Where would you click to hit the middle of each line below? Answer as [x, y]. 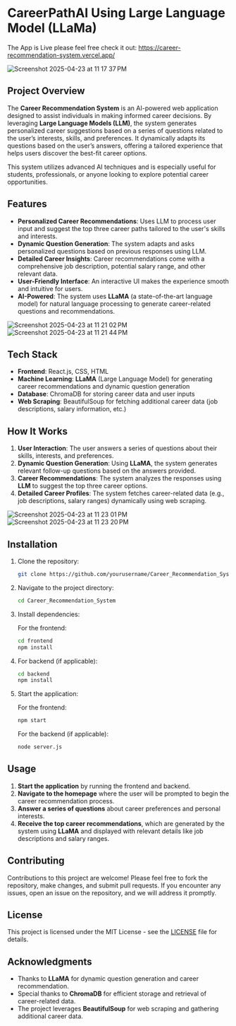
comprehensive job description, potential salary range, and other [112, 266]
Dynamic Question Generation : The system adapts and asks [106, 243]
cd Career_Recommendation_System [67, 601]
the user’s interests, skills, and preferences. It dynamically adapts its [106, 138]
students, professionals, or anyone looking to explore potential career [108, 174]
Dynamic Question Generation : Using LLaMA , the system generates [117, 464]
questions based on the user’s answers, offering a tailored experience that [115, 146]
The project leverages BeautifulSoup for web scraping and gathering [118, 1009]
